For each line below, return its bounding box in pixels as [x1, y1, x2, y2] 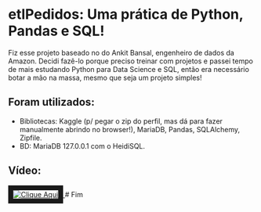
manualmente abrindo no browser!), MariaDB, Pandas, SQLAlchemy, [19, 124, 241, 134]
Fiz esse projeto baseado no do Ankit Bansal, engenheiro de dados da [8, 48, 235, 57]
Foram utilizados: [8, 95, 96, 109]
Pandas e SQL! [8, 22, 105, 40]
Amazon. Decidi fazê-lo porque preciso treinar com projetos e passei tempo [8, 56, 253, 66]
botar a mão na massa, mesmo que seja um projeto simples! [8, 73, 202, 82]
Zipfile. [19, 133, 42, 142]
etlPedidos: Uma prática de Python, [8, 5, 244, 23]
